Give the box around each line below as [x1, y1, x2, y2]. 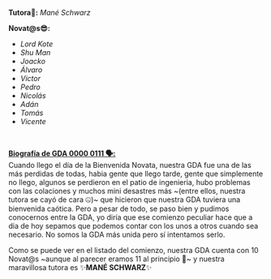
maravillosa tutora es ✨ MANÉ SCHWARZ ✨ [8, 263, 153, 272]
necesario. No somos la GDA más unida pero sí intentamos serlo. [8, 230, 226, 239]
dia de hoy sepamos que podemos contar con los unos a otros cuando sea [8, 221, 259, 230]
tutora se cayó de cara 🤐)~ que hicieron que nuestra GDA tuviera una [8, 195, 241, 204]
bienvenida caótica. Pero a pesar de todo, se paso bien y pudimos [8, 204, 230, 213]
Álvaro [19, 65, 43, 75]
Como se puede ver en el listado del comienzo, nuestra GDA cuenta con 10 [8, 246, 259, 255]
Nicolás [19, 91, 46, 101]
